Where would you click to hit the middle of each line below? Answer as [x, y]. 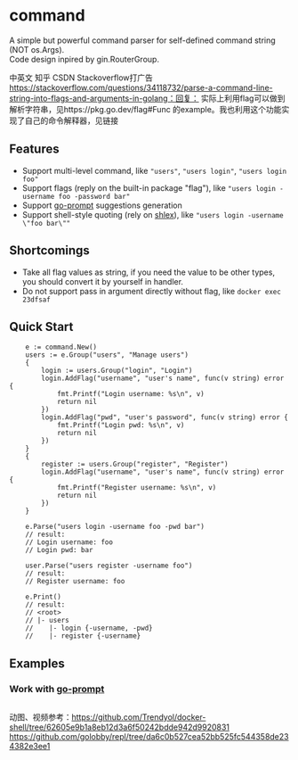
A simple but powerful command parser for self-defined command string [142, 40]
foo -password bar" [94, 196]
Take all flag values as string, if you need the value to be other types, [149, 272]
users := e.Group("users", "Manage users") [107, 355]
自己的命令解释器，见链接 [71, 120]
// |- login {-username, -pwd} [89, 628]
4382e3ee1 [30, 747]
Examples [37, 663]
